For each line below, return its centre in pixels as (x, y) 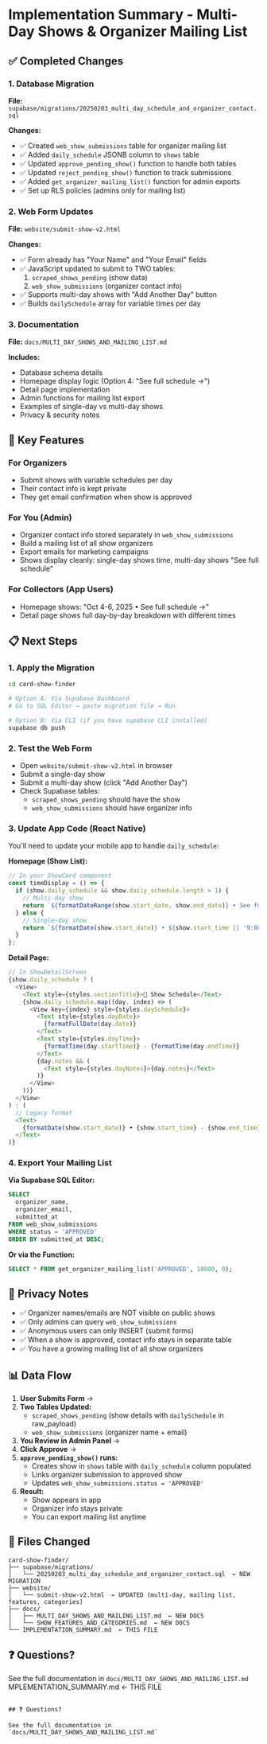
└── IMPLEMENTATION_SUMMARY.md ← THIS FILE (83, 1629)
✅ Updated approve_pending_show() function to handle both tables (128, 163)
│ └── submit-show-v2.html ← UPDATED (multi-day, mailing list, (122, 1595)
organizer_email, (44, 1210)
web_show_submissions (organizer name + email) (109, 1432)
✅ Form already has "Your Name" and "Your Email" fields (113, 259)
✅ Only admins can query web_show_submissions (98, 1322)
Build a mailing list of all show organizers (86, 544)
